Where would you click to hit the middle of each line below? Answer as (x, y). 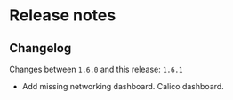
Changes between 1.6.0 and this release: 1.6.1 (96, 69)
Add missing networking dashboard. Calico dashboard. (123, 86)
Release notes (63, 15)
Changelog (40, 48)
